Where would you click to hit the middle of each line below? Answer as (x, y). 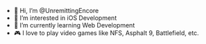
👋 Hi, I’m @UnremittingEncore (56, 11)
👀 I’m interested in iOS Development (65, 18)
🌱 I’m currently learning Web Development (74, 25)
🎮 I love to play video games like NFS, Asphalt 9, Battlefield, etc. (106, 33)
